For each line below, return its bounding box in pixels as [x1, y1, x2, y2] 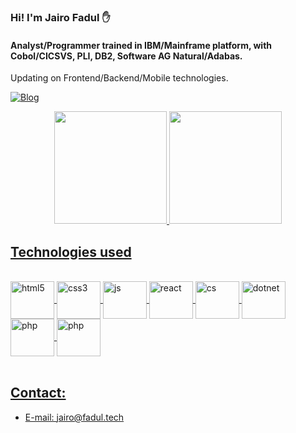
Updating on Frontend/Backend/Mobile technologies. [10, 72, 229, 84]
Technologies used [10, 243, 132, 260]
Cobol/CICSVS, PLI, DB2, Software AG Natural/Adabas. [10, 50, 243, 62]
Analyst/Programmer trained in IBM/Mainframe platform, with [10, 39, 273, 51]
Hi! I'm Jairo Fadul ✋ [10, 10, 111, 24]
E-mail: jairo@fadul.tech [24, 411, 125, 423]
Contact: [10, 385, 67, 402]
